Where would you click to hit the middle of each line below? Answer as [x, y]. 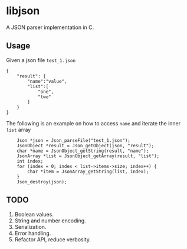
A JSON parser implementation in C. [50, 27]
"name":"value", [47, 81]
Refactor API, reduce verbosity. [53, 239]
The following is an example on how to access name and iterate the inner [93, 123]
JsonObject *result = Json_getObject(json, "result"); [86, 145]
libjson [23, 11]
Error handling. [33, 233]
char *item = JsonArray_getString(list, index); [88, 172]
